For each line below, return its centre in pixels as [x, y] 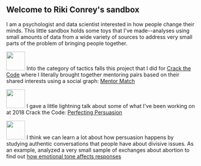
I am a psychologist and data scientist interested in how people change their [100, 24]
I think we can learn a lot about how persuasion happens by [100, 137]
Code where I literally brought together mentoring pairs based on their [93, 75]
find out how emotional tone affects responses [64, 156]
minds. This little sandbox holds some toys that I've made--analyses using [98, 30]
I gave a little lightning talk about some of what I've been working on [110, 106]
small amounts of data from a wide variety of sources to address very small [100, 37]
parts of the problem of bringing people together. [67, 43]
